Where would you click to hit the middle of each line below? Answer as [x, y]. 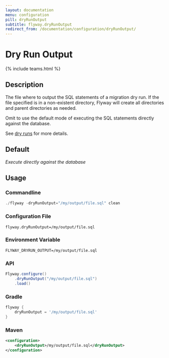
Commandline [23, 193]
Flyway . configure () [26, 274]
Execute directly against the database [46, 162]
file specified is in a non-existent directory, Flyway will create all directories [85, 103]
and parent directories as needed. [41, 108]
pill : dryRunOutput [26, 19]
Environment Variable [33, 240]
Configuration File [28, 216]
